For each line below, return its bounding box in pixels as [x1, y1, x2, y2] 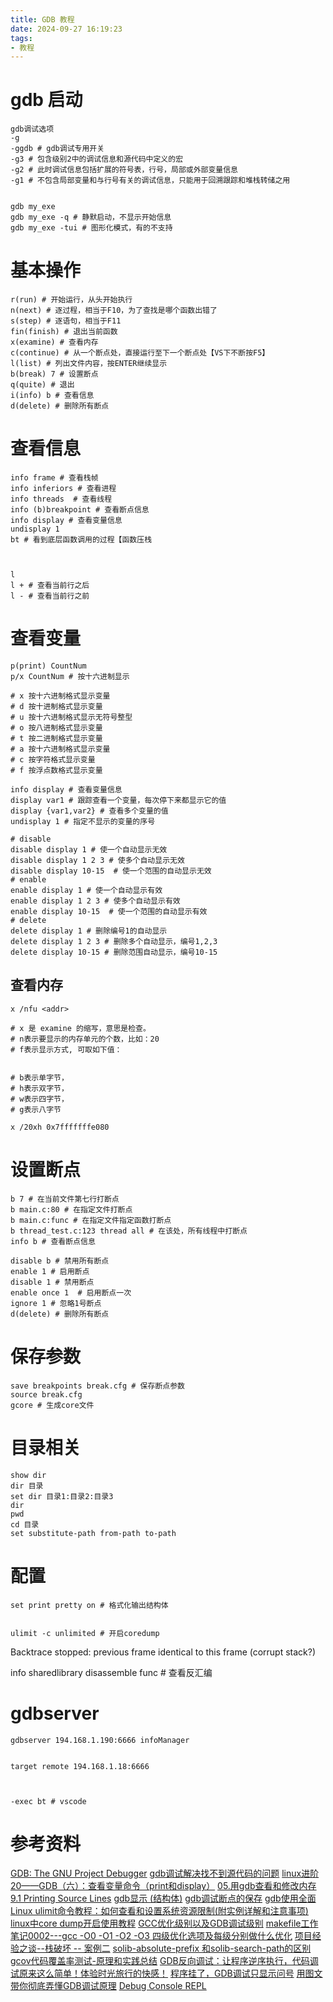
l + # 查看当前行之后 [10, 581, 90, 591]
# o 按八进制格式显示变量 [10, 723, 103, 733]
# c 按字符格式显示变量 [10, 755, 96, 765]
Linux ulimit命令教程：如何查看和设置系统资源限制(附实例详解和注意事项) [10, 1905, 309, 1917]
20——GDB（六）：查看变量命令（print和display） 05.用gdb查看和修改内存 [10, 1880, 317, 1892]
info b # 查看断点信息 [10, 1236, 96, 1246]
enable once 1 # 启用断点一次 [10, 1287, 132, 1298]
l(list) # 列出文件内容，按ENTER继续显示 [10, 359, 168, 369]
